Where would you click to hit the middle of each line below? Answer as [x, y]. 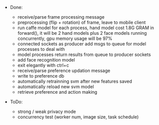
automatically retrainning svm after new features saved [75, 81]
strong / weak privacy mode [47, 111]
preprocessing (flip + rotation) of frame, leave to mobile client [82, 22]
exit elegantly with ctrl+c [43, 65]
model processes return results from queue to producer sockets [84, 54]
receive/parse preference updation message [64, 71]
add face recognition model [46, 60]
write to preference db [41, 76]
